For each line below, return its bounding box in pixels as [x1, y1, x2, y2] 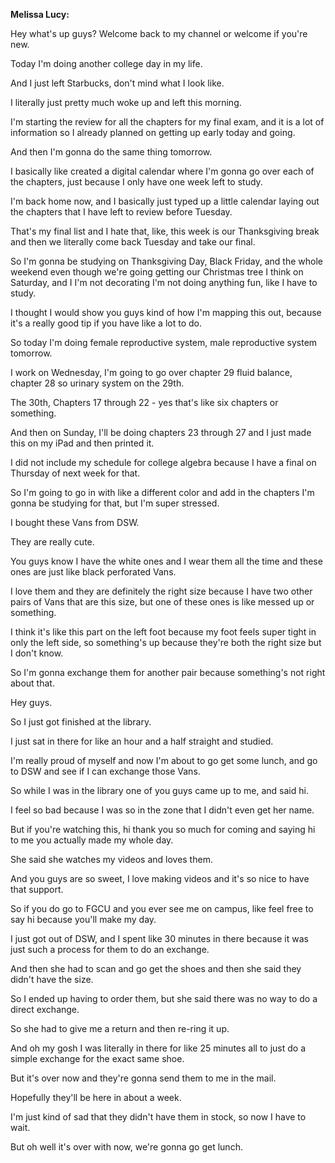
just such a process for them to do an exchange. [10, 944, 210, 955]
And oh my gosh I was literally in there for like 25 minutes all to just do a [10, 1042, 307, 1054]
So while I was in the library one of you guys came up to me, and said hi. [10, 785, 309, 796]
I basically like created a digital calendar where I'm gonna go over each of [10, 165, 315, 177]
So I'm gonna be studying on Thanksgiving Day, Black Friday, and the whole [10, 255, 323, 267]
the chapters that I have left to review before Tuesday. [10, 206, 233, 218]
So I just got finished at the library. [10, 716, 152, 728]
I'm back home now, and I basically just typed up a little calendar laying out [10, 195, 320, 207]
